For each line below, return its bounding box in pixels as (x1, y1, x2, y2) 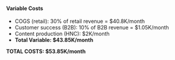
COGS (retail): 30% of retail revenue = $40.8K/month (14, 18, 145, 25)
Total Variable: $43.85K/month (14, 36, 94, 44)
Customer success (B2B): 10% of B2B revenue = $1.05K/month (14, 24, 169, 31)
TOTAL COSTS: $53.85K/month (6, 48, 86, 55)
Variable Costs (6, 5, 43, 12)
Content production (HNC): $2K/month (14, 30, 110, 38)
